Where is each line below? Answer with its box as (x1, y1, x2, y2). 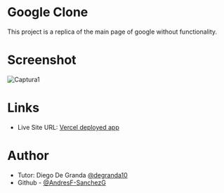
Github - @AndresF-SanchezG (17, 178, 107, 187)
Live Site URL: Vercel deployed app (17, 123, 119, 131)
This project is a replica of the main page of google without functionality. (7, 27, 218, 36)
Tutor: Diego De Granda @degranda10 (17, 171, 128, 179)
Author (7, 148, 49, 164)
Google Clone (7, 4, 88, 20)
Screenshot (7, 52, 77, 68)
